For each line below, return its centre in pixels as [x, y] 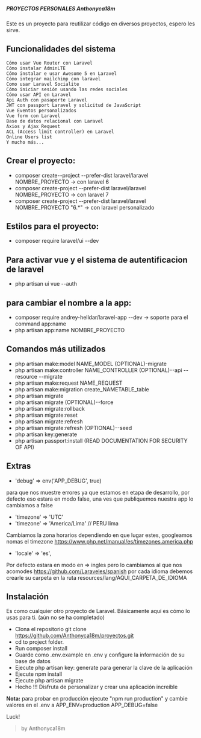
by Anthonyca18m [43, 728]
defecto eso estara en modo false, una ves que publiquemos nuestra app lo [100, 499]
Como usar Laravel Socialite [43, 84]
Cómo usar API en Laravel [39, 95]
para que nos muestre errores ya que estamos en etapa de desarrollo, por [98, 492]
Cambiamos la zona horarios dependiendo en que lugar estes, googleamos [99, 535]
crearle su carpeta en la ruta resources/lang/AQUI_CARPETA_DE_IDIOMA [97, 577]
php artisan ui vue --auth [46, 284]
